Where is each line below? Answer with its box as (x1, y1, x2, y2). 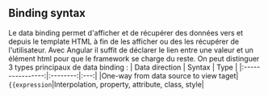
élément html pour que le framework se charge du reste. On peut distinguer (8, 53, 260, 63)
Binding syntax (8, 6, 86, 20)
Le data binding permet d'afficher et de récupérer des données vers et (8, 27, 244, 37)
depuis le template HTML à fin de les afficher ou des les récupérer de (8, 36, 240, 46)
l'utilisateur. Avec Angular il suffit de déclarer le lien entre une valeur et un (8, 44, 254, 55)
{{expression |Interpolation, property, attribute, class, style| (8, 79, 204, 89)
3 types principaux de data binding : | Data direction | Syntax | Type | (8, 62, 238, 72)
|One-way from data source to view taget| (98, 70, 239, 80)
